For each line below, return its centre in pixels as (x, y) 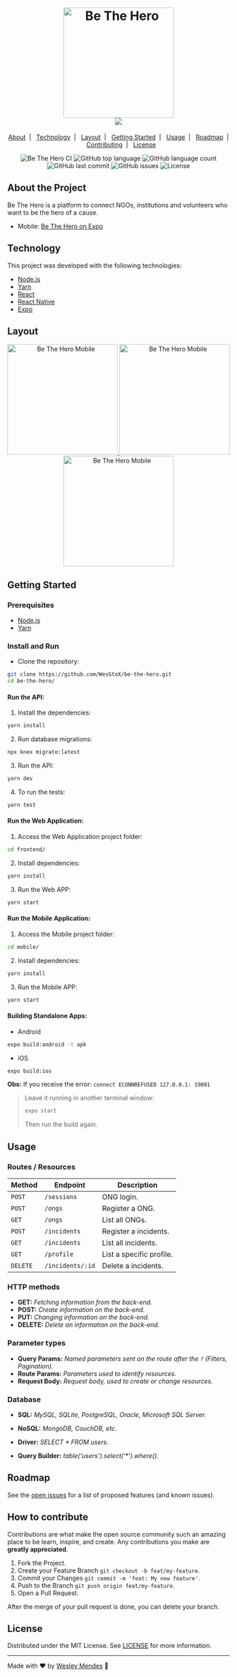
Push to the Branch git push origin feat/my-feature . (96, 1585)
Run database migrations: (55, 739)
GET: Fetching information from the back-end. (85, 1302)
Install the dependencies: (54, 712)
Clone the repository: (48, 662)
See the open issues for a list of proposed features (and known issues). (111, 1495)
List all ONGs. (124, 1219)
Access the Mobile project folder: (66, 934)
